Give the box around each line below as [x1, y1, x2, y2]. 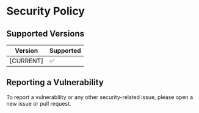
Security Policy [6, 4, 85, 18]
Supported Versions [6, 29, 84, 39]
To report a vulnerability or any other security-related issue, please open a [6, 93, 194, 101]
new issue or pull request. [6, 100, 71, 107]
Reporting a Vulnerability [6, 77, 104, 87]
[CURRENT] [9, 56, 44, 65]
